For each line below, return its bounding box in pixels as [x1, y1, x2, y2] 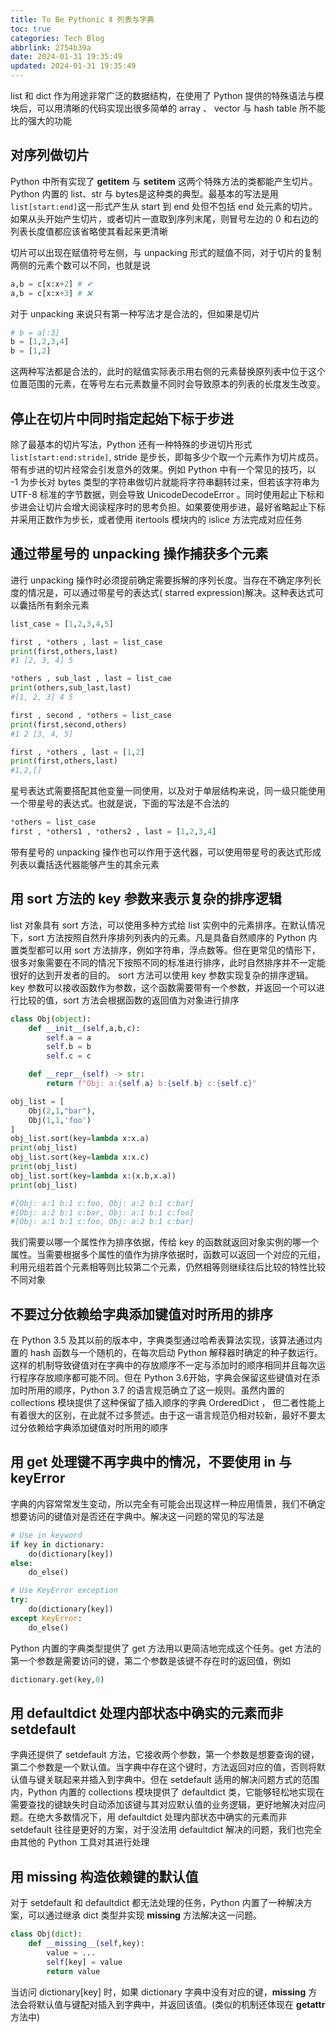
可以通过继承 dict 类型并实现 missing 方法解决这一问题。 [27, 1909, 262, 1921]
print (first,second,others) [10, 719, 128, 730]
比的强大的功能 [10, 115, 72, 126]
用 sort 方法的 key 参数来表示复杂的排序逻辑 [10, 891, 282, 908]
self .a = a [46, 1032, 92, 1043]
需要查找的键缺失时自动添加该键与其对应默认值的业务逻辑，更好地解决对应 [10, 1799, 317, 1811]
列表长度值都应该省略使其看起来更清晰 [10, 225, 168, 237]
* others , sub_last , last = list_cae [10, 674, 172, 684]
